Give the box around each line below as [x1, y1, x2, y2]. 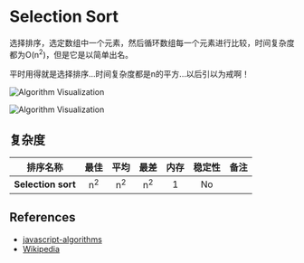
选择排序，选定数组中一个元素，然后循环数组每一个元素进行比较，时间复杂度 [9, 37, 295, 48]
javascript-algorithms [22, 233, 102, 245]
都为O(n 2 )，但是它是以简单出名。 [9, 47, 134, 60]
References [9, 210, 76, 225]
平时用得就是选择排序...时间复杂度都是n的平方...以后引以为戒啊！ [9, 68, 251, 79]
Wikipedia [22, 243, 61, 254]
